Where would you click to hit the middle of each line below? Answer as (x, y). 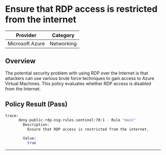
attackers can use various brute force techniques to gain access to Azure (80, 78)
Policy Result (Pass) (36, 104)
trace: (12, 116)
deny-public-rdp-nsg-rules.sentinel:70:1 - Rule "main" (77, 120)
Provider (26, 35)
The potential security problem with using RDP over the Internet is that (77, 73)
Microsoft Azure (26, 43)
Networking (63, 43)
